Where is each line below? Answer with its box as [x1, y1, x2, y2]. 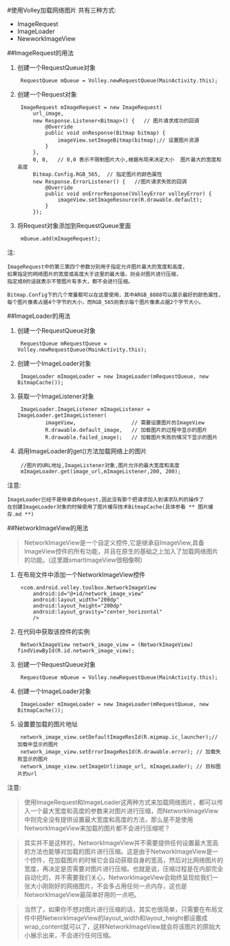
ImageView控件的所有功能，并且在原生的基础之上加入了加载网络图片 [23, 547, 219, 555]
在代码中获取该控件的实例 [17, 627, 90, 636]
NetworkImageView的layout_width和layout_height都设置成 [42, 914, 208, 922]
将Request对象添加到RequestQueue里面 [17, 222, 132, 229]
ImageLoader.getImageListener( [17, 412, 107, 419]
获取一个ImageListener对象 [17, 392, 94, 400]
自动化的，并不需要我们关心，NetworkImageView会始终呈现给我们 [23, 873, 213, 881]
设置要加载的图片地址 [17, 720, 78, 728]
